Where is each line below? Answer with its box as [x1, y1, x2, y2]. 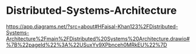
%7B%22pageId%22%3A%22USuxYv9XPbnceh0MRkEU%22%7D [6, 41, 167, 48]
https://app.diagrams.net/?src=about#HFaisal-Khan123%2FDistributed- [6, 23, 178, 30]
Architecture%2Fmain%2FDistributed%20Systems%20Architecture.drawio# [6, 35, 190, 42]
